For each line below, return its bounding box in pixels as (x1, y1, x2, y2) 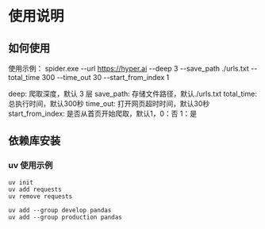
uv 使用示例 (8, 160, 53, 171)
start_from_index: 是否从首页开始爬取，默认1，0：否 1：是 (8, 109, 197, 118)
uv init (8, 178, 34, 186)
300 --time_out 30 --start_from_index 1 (41, 73, 170, 82)
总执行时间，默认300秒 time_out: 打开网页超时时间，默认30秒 (8, 99, 210, 108)
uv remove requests (8, 192, 73, 200)
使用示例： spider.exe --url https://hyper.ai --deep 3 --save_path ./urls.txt (8, 64, 250, 73)
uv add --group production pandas (8, 213, 123, 221)
